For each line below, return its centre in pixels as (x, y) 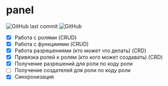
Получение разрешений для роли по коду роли (73, 64)
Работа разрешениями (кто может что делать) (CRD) (80, 51)
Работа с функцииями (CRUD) (52, 44)
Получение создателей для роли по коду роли (73, 70)
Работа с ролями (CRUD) (45, 37)
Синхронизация (34, 77)
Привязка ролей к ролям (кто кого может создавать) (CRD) (89, 57)
